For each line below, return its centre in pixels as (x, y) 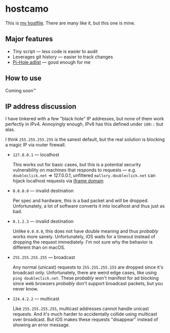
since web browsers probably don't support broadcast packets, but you (88, 284)
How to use (23, 78)
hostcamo (27, 9)
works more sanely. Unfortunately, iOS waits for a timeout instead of (84, 237)
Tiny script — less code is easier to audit (55, 51)
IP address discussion (41, 106)
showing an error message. (41, 325)
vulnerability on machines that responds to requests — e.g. (74, 170)
